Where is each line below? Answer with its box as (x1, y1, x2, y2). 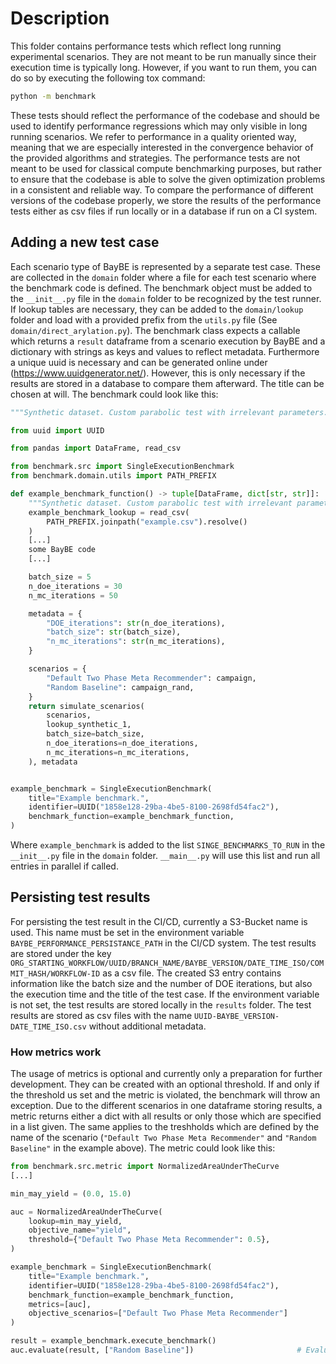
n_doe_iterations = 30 (28, 581, 123, 591)
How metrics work (10, 1045, 102, 1059)
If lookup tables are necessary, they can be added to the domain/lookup (10, 303, 304, 315)
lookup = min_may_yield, (28, 1216, 123, 1226)
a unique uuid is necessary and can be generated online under (10, 356, 268, 368)
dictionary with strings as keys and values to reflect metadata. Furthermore (10, 345, 320, 357)
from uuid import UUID (10, 425, 105, 436)
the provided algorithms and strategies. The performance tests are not (10, 152, 301, 164)
